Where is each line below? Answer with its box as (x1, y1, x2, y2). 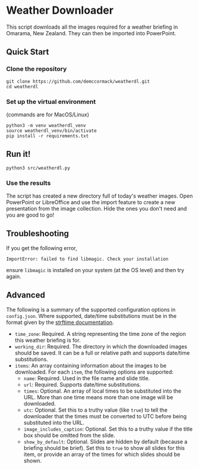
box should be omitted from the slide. (23, 431, 116, 439)
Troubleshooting (6, 229, 70, 239)
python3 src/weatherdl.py (6, 165, 70, 171)
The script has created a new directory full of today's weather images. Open (6, 192, 193, 200)
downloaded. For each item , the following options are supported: (14, 368, 174, 375)
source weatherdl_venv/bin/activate (6, 128, 97, 134)
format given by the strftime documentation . (6, 319, 114, 326)
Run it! (6, 149, 31, 159)
